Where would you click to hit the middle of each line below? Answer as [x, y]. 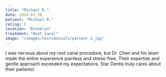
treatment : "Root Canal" [32, 34]
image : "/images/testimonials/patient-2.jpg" [55, 39]
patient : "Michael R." [29, 19]
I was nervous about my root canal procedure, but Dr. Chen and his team [82, 53]
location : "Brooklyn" [28, 29]
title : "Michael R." [27, 10]
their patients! [20, 69]
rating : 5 [16, 24]
